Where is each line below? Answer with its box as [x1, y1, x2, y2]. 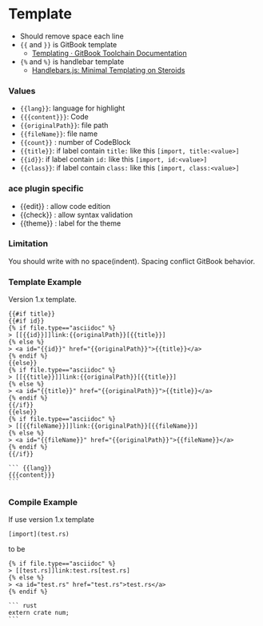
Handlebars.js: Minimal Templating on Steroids [31, 65, 185, 74]
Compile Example [8, 497, 78, 508]
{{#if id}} [8, 317, 45, 325]
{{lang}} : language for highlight [19, 103, 126, 113]
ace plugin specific [8, 183, 84, 195]
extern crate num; [8, 609, 70, 617]
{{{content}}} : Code [19, 112, 90, 122]
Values [8, 85, 36, 96]
